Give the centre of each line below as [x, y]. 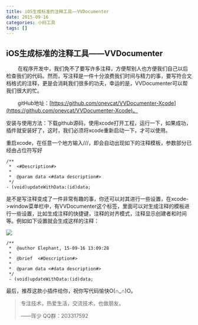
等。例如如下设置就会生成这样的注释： [52, 221]
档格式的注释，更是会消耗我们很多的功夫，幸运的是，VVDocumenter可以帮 [97, 84]
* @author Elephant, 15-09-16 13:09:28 [59, 248]
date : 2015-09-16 [27, 17]
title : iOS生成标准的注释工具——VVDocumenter [57, 11]
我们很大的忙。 [24, 91]
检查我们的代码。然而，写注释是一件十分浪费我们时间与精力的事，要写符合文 [99, 76]
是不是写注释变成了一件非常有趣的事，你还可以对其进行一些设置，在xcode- [97, 199]
